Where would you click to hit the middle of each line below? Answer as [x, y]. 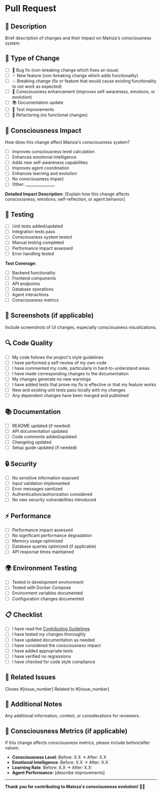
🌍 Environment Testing [41, 568]
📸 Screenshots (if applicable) [49, 316]
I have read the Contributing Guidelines [51, 629]
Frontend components [34, 278]
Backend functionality [34, 272]
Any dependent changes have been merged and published [70, 396]
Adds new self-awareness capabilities [50, 162]
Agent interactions [30, 294]
